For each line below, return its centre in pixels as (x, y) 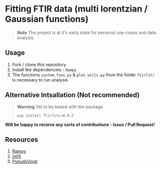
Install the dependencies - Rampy (44, 70)
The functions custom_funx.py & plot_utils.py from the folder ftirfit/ (83, 75)
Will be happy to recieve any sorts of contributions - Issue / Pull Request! (80, 125)
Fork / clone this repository (39, 64)
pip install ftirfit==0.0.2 (45, 115)
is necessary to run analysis (40, 80)
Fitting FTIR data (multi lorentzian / (76, 9)
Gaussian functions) (47, 19)
